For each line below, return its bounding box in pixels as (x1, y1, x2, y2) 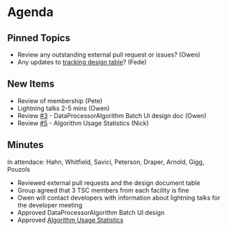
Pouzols (7, 165, 31, 173)
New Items (7, 78, 55, 90)
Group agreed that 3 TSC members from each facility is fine (17, 186, 189, 194)
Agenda (7, 4, 54, 20)
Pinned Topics (7, 32, 71, 44)
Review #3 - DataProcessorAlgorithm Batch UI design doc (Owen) (17, 111, 207, 119)
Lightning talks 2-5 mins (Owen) (17, 104, 110, 112)
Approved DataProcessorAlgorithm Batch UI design (17, 208, 165, 216)
